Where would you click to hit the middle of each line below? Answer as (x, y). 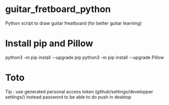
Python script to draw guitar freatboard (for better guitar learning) (74, 23)
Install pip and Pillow (49, 43)
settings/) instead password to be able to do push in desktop (68, 97)
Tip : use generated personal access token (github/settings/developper (79, 91)
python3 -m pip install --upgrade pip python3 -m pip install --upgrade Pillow (85, 57)
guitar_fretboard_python (58, 9)
